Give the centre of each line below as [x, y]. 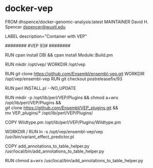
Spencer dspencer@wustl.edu [35, 27]
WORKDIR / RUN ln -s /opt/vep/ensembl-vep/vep [54, 131]
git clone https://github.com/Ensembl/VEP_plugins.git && [62, 108]
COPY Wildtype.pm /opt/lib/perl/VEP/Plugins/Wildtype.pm [63, 122]
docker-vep [29, 8]
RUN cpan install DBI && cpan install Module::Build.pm [59, 55]
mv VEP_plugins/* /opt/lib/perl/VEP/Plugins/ [49, 113]
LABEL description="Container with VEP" [46, 36]
